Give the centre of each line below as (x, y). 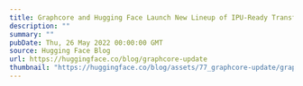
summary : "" (32, 34)
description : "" (40, 26)
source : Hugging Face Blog (60, 51)
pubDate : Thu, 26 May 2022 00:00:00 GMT (87, 43)
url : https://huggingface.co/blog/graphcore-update (108, 59)
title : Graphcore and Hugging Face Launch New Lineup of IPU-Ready (139, 17)
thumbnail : (30, 68)
